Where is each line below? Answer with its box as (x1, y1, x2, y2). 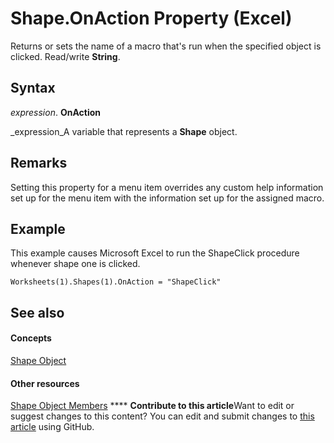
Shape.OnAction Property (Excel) (10, 7, 293, 30)
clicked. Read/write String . (10, 50, 121, 62)
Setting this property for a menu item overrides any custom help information (10, 181, 324, 193)
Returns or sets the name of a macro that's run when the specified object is (10, 40, 322, 52)
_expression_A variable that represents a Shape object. (10, 125, 238, 137)
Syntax (10, 80, 56, 97)
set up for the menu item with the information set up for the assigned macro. (10, 192, 325, 204)
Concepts (10, 332, 52, 344)
